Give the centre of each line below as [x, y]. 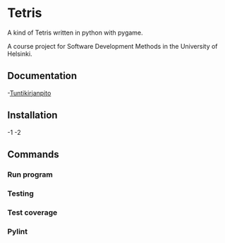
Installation [32, 115]
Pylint [18, 231]
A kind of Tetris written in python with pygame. [75, 32]
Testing [20, 194]
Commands [34, 154]
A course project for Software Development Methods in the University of [112, 46]
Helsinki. [20, 54]
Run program [30, 174]
